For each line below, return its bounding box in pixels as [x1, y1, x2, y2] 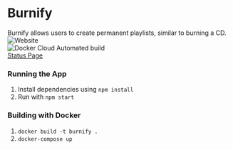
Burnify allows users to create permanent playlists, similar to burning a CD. [7, 28, 227, 37]
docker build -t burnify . [17, 128, 98, 135]
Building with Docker [7, 110, 81, 120]
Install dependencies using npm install [17, 85, 134, 94]
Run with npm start [17, 92, 75, 101]
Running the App [7, 69, 67, 79]
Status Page [7, 51, 43, 60]
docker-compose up [17, 135, 73, 143]
